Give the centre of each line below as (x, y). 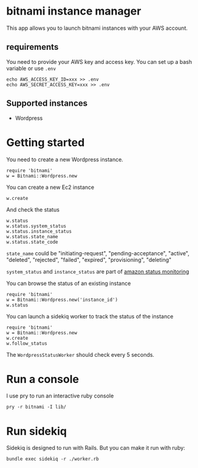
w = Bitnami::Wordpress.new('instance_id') (62, 300)
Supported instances (47, 104)
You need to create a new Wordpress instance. (65, 159)
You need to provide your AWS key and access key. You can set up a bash (99, 61)
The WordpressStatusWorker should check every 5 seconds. (80, 354)
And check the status (33, 209)
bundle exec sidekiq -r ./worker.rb (53, 459)
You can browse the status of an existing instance (69, 283)
